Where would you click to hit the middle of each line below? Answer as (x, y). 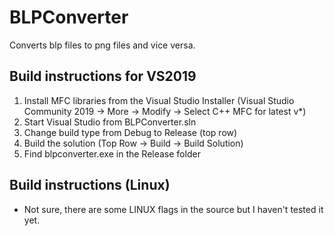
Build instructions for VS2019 (103, 76)
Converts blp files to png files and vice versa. (102, 45)
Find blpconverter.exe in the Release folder (112, 153)
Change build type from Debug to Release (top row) (130, 132)
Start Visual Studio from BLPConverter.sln (110, 122)
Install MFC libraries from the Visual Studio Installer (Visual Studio (159, 100)
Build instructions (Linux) (90, 185)
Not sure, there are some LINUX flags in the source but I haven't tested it (173, 209)
